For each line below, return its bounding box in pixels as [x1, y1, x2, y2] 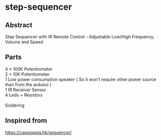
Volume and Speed [5, 39, 43, 45]
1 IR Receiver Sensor [5, 87, 46, 93]
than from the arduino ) [5, 81, 52, 87]
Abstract [5, 21, 33, 29]
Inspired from [5, 117, 47, 125]
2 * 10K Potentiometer [5, 71, 50, 77]
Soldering [5, 102, 25, 108]
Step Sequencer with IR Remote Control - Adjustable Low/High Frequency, [5, 34, 155, 40]
